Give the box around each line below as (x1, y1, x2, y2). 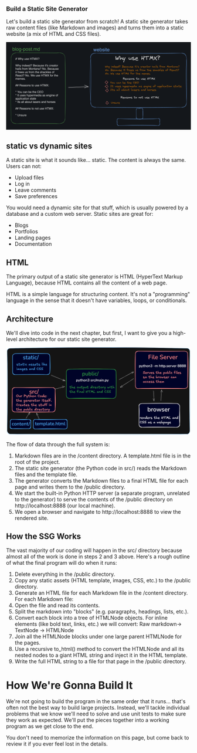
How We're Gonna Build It (6, 679, 133, 692)
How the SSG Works (6, 531, 81, 541)
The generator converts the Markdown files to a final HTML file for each (14, 477, 189, 484)
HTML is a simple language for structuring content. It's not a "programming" (6, 291, 191, 298)
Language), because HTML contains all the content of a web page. (6, 279, 168, 286)
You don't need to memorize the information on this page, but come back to (6, 734, 189, 741)
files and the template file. (14, 471, 78, 478)
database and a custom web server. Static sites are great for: (6, 211, 154, 218)
